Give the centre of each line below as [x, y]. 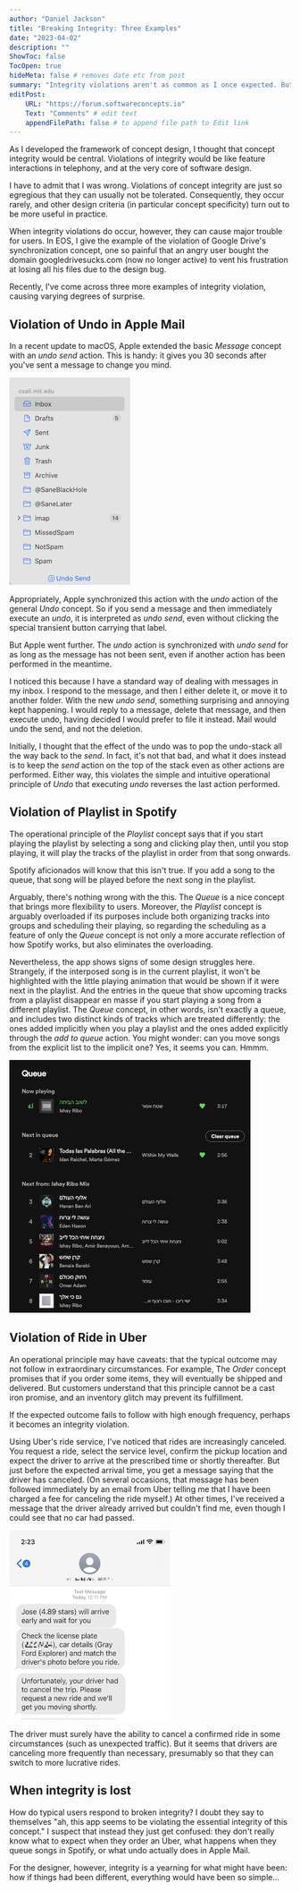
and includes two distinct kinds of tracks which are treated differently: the [145, 1019]
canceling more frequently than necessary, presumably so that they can [142, 1752]
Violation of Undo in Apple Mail [97, 324]
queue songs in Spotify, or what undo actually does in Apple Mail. [130, 1850]
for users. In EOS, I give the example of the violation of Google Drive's [137, 241]
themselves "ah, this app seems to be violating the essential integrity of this [148, 1821]
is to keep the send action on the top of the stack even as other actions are [147, 766]
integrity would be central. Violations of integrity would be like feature [137, 159]
